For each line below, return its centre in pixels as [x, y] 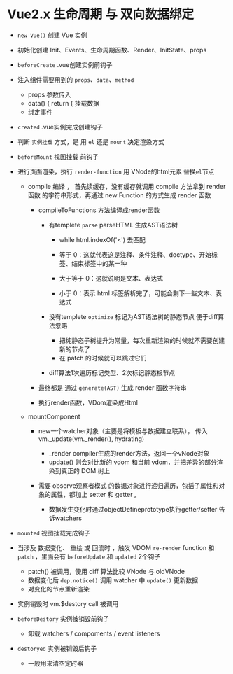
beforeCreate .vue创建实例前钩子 [65, 64]
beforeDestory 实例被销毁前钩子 [63, 618]
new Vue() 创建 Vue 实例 [52, 35]
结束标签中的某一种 [99, 263]
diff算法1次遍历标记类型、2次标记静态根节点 [112, 372]
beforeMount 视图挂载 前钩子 [58, 156]
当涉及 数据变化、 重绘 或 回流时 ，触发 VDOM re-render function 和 [116, 547]
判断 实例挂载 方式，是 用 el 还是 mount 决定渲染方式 [91, 141]
